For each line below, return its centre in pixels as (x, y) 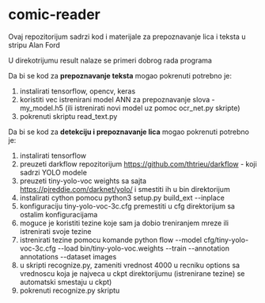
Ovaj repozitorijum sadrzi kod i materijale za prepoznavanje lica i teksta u (127, 36)
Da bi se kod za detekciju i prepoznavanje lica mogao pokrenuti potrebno (129, 132)
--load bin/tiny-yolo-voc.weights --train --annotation (144, 248)
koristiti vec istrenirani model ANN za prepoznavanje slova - (117, 99)
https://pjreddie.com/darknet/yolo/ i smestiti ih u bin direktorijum (125, 189)
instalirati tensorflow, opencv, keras (78, 91)
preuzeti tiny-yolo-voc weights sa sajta (83, 181)
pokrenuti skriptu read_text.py (68, 116)
